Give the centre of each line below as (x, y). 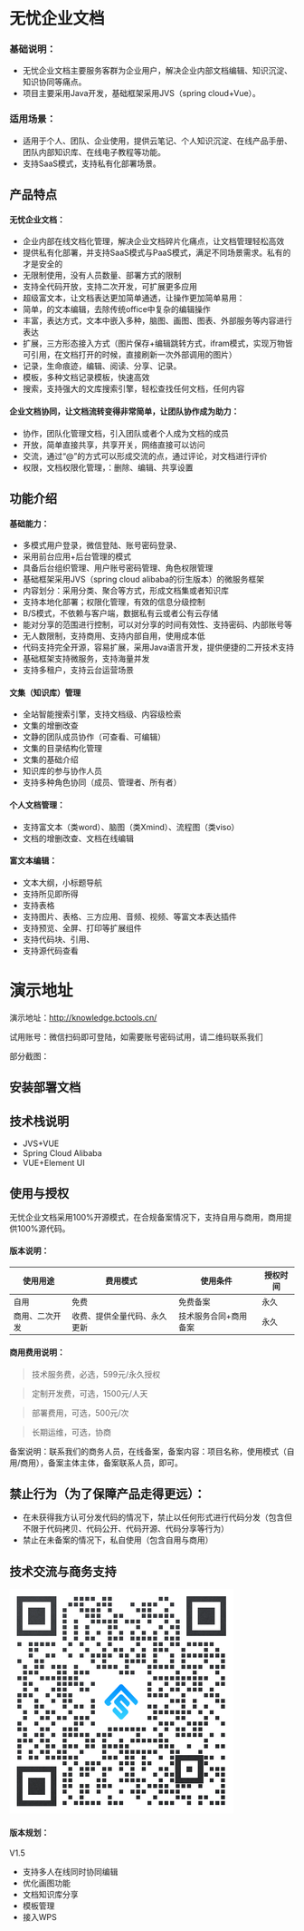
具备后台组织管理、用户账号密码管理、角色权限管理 (118, 568)
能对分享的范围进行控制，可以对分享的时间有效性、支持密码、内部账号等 (157, 625)
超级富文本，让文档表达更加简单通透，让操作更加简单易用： (133, 298)
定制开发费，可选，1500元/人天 (90, 1393)
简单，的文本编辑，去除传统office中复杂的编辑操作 (116, 309)
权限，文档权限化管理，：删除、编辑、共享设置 (108, 467)
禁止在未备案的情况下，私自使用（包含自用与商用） (118, 1540)
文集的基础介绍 (50, 760)
